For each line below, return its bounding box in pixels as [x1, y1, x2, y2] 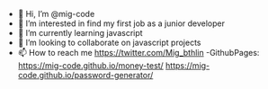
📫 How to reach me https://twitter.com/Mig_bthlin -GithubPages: [17, 48, 260, 58]
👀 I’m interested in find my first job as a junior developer [17, 18, 226, 29]
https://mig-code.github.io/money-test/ [17, 60, 164, 71]
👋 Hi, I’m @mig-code [17, 9, 95, 19]
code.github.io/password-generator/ [17, 70, 154, 80]
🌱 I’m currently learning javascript [17, 28, 143, 38]
